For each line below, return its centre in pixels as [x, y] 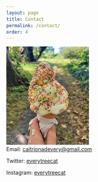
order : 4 [17, 32]
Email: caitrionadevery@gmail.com [49, 149]
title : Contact [25, 19]
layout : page [23, 13]
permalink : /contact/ [33, 25]
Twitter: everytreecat [32, 161]
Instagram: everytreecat [36, 173]
